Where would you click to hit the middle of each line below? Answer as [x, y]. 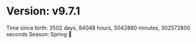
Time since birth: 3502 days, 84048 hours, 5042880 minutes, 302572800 [98, 28]
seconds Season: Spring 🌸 [39, 34]
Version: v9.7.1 [43, 11]
